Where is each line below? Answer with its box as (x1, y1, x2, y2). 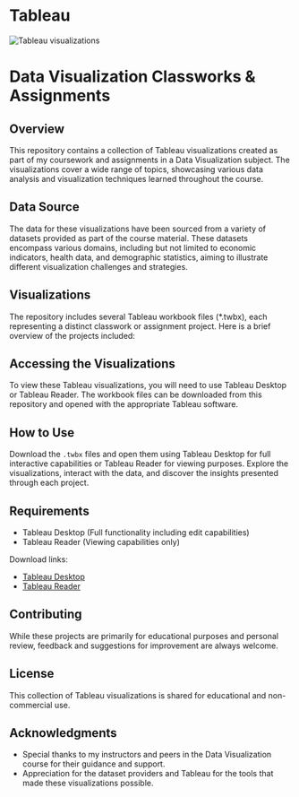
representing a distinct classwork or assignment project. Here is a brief (9, 320, 271, 332)
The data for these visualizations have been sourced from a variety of (9, 223, 267, 234)
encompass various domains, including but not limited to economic (9, 242, 257, 253)
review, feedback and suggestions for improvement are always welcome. (9, 640, 279, 651)
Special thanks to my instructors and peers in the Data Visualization (21, 749, 272, 760)
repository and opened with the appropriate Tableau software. (9, 399, 239, 410)
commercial (9, 699, 53, 710)
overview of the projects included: (9, 330, 136, 341)
